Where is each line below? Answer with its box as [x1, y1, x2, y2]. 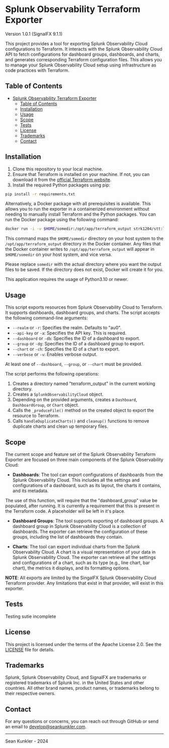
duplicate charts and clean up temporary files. [12, 423, 108, 429]
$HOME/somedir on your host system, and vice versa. [5, 251, 112, 257]
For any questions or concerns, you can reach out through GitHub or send [5, 718, 158, 724]
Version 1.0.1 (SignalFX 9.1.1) [5, 31, 63, 37]
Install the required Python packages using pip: [12, 182, 111, 188]
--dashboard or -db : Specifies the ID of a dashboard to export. [12, 335, 140, 341]
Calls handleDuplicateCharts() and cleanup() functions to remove [12, 418, 149, 424]
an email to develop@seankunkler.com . [5, 724, 87, 730]
